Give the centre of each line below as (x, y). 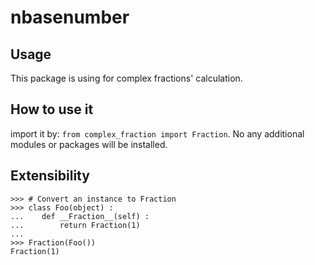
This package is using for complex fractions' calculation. (126, 78)
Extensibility (50, 176)
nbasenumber (70, 17)
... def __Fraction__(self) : (80, 216)
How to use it (52, 109)
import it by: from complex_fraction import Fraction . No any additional (157, 133)
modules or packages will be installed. (89, 144)
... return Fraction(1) (75, 225)
